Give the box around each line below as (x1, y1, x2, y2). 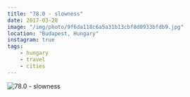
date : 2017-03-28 (7, 17, 58, 24)
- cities (20, 63, 46, 70)
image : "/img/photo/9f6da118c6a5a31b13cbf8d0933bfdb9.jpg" (7, 23, 184, 30)
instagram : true (7, 37, 55, 44)
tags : (7, 43, 23, 50)
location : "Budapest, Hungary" (7, 30, 99, 37)
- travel (20, 56, 46, 63)
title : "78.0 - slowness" (7, 10, 83, 18)
